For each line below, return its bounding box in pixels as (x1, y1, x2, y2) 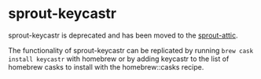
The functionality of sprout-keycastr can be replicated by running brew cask (8, 45, 254, 55)
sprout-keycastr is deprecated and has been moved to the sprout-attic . (8, 31, 238, 40)
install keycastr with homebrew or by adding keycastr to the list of (8, 54, 230, 63)
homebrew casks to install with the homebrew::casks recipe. (8, 62, 204, 71)
